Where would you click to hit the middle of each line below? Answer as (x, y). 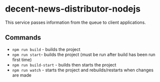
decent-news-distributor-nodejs (73, 9)
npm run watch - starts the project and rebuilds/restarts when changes (83, 70)
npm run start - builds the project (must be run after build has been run (84, 54)
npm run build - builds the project (46, 49)
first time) (22, 60)
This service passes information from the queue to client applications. (75, 22)
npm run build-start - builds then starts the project (64, 65)
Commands (23, 38)
